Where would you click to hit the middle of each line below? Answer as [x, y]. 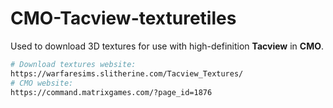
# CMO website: [42, 83]
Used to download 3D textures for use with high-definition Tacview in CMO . [167, 46]
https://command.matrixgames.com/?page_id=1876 [111, 92]
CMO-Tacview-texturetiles [123, 18]
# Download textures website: [73, 64]
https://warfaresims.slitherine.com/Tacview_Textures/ [127, 73]
